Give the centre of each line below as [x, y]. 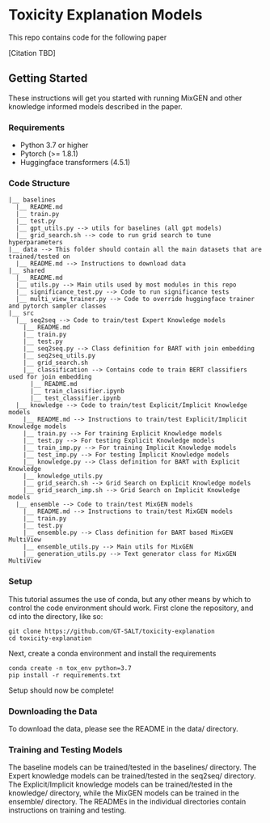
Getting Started [48, 78]
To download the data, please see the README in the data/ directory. [123, 728]
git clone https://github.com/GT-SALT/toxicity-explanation [112, 631]
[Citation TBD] [32, 53]
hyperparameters [36, 243]
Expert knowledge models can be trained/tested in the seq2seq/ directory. [132, 776]
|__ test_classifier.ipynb [75, 398]
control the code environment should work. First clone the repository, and [131, 608]
